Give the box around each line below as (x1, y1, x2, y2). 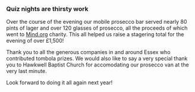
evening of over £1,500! (6, 37, 64, 45)
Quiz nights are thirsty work (6, 5, 89, 13)
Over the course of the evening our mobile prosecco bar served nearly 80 (6, 18, 187, 26)
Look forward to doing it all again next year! (6, 79, 113, 86)
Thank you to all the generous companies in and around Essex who (6, 49, 171, 56)
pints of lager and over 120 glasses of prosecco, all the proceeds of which (6, 24, 188, 31)
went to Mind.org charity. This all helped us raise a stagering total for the (6, 31, 184, 38)
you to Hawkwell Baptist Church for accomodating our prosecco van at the (6, 61, 189, 68)
